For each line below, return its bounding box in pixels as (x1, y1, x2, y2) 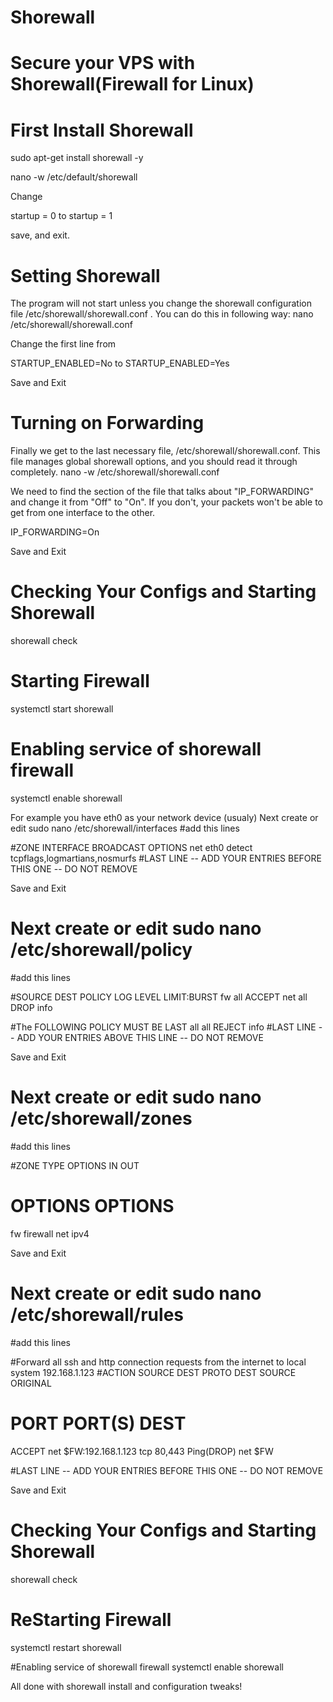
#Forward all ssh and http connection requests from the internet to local (10, 1356, 307, 1368)
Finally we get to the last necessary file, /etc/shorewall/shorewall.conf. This (10, 445, 321, 457)
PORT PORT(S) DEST (10, 1412, 187, 1435)
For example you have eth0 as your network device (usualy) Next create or (10, 812, 319, 823)
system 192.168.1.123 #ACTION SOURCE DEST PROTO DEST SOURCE (10, 1366, 297, 1378)
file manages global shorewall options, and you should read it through (10, 456, 298, 468)
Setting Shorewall (10, 264, 161, 287)
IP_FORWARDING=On (10, 526, 100, 538)
